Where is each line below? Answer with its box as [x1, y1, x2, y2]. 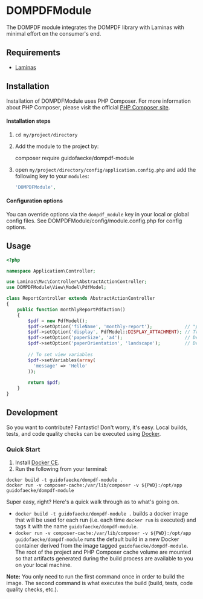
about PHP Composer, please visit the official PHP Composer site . [6, 103, 170, 111]
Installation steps [6, 117, 51, 125]
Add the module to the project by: [14, 143, 99, 150]
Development [6, 407, 59, 418]
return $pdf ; [28, 380, 61, 386]
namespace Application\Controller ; [6, 268, 96, 274]
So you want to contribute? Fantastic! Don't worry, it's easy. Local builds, [6, 424, 188, 431]
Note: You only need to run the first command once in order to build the [6, 573, 185, 580]
